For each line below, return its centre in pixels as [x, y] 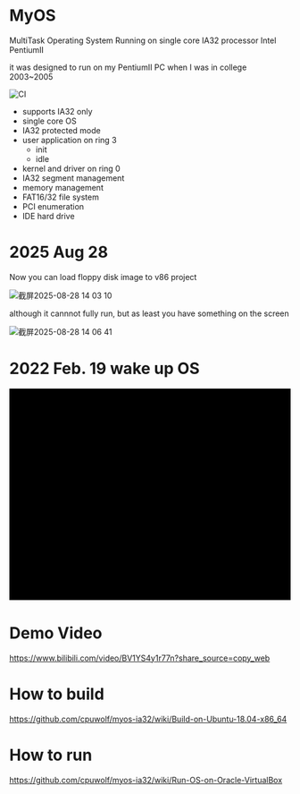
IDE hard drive [48, 216]
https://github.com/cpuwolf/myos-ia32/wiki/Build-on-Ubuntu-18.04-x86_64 [148, 719]
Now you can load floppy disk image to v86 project [103, 277]
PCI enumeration [53, 206]
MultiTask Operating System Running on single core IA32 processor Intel [143, 40]
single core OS [50, 121]
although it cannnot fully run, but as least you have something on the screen [150, 313]
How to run [51, 755]
